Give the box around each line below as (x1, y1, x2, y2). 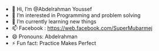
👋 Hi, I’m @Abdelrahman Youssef (11, 6, 92, 12)
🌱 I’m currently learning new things (11, 18, 97, 25)
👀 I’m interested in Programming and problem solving (11, 12, 141, 19)
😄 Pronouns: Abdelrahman (11, 33, 78, 40)
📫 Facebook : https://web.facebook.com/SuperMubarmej (11, 25, 153, 32)
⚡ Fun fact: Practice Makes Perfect (11, 40, 97, 46)
